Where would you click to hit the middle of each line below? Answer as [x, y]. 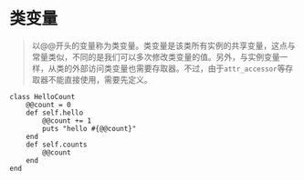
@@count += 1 [67, 120]
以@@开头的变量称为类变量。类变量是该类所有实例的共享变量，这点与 [163, 45]
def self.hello [55, 113]
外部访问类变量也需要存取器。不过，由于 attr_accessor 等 [178, 68]
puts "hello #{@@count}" [89, 128]
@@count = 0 [48, 105]
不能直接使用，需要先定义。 [100, 79]
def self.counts [57, 145]
